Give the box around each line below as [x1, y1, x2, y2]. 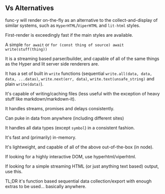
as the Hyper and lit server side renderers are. [5, 61, 99, 66]
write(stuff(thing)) [5, 47, 48, 52]
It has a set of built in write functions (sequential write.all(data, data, [5, 70, 153, 76]
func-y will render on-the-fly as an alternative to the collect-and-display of [5, 17, 158, 23]
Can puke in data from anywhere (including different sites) [5, 115, 124, 121]
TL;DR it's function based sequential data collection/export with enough [5, 178, 152, 184]
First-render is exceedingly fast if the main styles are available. [5, 32, 133, 38]
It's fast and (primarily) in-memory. [5, 134, 77, 140]
